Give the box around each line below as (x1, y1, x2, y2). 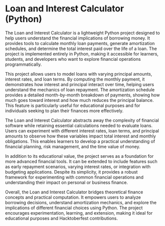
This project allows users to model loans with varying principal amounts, (5, 71, 152, 77)
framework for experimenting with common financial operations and (5, 174, 144, 180)
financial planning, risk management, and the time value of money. (5, 143, 141, 149)
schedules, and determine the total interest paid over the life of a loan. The (5, 45, 157, 51)
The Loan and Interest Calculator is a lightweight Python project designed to (5, 30, 160, 36)
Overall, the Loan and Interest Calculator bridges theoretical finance (5, 189, 143, 195)
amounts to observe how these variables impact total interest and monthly (5, 133, 156, 139)
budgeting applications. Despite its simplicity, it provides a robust (5, 169, 138, 175)
